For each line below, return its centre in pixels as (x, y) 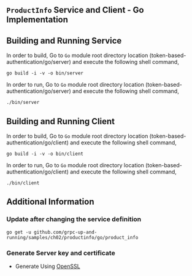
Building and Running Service (64, 40)
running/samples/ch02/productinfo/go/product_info (72, 237)
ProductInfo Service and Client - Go (75, 10)
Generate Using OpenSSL (48, 266)
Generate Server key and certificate (61, 253)
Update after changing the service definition (74, 219)
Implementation (37, 20)
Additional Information (50, 202)
